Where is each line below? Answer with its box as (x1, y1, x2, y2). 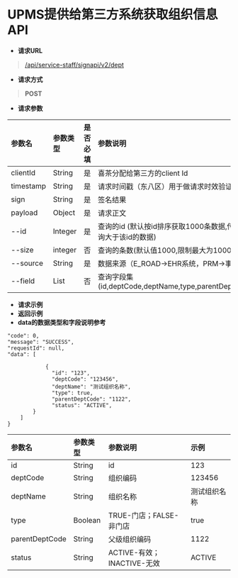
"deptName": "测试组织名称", (52, 383, 131, 390)
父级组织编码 (108, 534, 151, 544)
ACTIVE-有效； (108, 548, 160, 557)
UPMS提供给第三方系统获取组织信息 (7, 6, 218, 23)
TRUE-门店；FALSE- (108, 510, 179, 520)
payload (11, 207, 38, 217)
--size (11, 245, 34, 255)
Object (52, 207, 76, 217)
